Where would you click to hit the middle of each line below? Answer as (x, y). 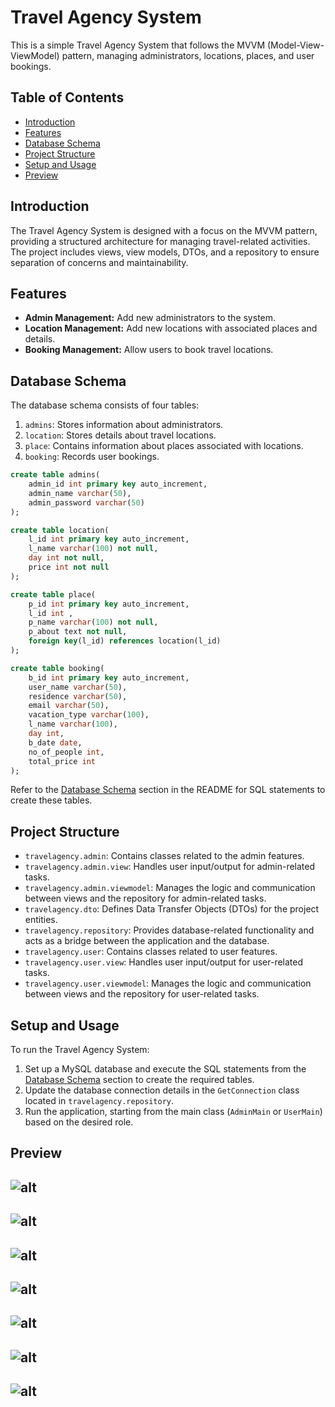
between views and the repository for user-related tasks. (142, 994)
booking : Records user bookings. (92, 457)
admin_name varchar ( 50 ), (80, 493)
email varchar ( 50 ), (69, 706)
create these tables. (51, 800)
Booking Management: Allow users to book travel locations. (149, 350)
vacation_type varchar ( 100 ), (89, 715)
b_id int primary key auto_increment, (109, 677)
